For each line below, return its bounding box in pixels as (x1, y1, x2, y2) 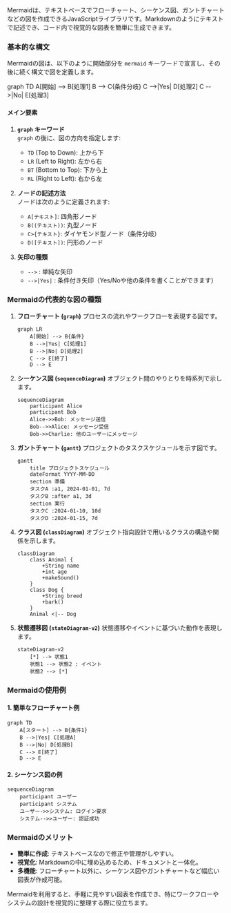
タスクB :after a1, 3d (30, 492, 92, 499)
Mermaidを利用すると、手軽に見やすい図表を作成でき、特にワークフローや (7, 890, 219, 898)
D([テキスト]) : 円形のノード (27, 238, 103, 247)
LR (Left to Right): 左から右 (27, 157, 102, 165)
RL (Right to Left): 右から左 (27, 174, 102, 182)
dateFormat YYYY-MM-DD (30, 470, 95, 478)
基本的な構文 (7, 42, 50, 52)
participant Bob (30, 408, 77, 416)
